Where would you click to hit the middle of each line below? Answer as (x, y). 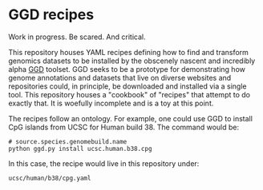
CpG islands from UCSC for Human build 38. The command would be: (124, 127)
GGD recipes (51, 15)
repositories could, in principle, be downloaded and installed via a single (127, 86)
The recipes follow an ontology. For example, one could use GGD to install (130, 118)
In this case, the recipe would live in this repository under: (104, 163)
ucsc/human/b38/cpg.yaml (50, 178)
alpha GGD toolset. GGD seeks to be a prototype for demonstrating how (127, 69)
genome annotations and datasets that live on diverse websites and (120, 77)
